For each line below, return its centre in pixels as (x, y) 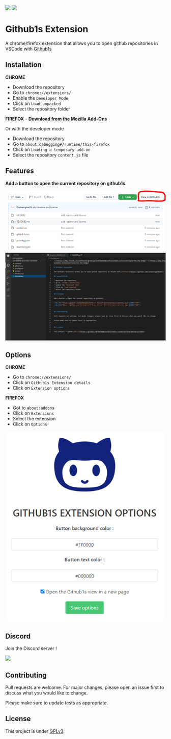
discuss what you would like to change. (47, 692)
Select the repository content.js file (50, 155)
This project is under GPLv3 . (35, 731)
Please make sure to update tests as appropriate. (57, 703)
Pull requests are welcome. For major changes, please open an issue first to (85, 687)
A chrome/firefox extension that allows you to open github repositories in (82, 43)
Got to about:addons (33, 408)
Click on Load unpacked (37, 103)
